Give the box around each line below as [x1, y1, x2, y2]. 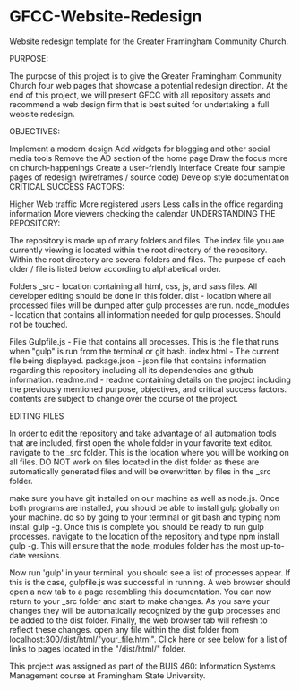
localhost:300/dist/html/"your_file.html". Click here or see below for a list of [9, 634, 287, 644]
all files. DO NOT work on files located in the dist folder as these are [9, 456, 260, 467]
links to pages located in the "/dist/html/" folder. [9, 643, 186, 654]
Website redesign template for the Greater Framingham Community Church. [9, 36, 289, 47]
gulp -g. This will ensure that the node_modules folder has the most [9, 540, 259, 551]
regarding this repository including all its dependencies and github [9, 364, 253, 375]
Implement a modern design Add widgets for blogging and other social [9, 143, 270, 154]
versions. [27, 549, 62, 560]
